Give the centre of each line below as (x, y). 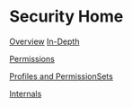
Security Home (66, 17)
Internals (26, 94)
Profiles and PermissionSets (62, 76)
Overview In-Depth (44, 41)
